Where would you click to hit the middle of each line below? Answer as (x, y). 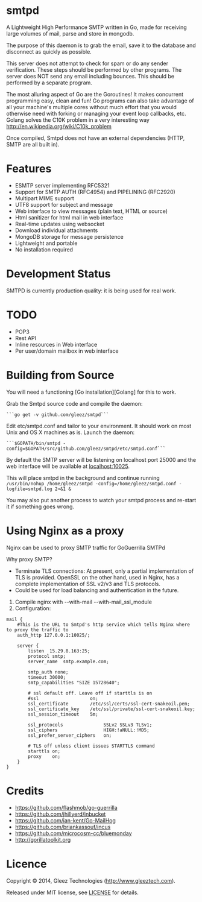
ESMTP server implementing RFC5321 (62, 185)
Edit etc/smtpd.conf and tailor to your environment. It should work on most (99, 426)
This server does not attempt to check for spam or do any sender (87, 63)
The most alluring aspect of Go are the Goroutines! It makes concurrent (95, 94)
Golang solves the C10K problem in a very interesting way (78, 120)
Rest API (26, 338)
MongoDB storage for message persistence (69, 236)
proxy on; (44, 756)
